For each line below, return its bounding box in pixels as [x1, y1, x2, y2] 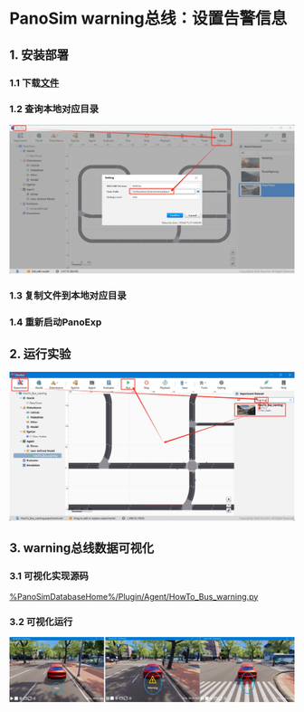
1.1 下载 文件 [9, 76, 60, 89]
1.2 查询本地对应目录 [9, 103, 100, 116]
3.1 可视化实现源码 [9, 570, 89, 583]
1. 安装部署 [9, 47, 70, 62]
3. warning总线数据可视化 [9, 540, 155, 556]
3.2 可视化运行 [9, 615, 73, 628]
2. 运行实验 [9, 347, 71, 362]
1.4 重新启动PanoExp [9, 316, 102, 328]
